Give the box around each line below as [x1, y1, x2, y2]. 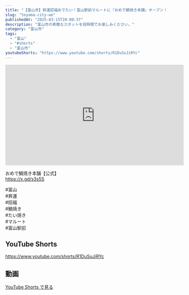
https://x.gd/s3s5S [5, 176, 45, 182]
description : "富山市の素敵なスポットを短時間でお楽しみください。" [5, 21, 134, 27]
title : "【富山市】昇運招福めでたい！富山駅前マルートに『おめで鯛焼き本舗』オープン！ [5, 7, 168, 13]
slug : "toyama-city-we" [5, 12, 56, 17]
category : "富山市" [5, 27, 44, 32]
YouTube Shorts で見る [5, 284, 53, 290]
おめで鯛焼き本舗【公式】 [5, 170, 59, 176]
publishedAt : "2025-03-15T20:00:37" [5, 17, 83, 22]
